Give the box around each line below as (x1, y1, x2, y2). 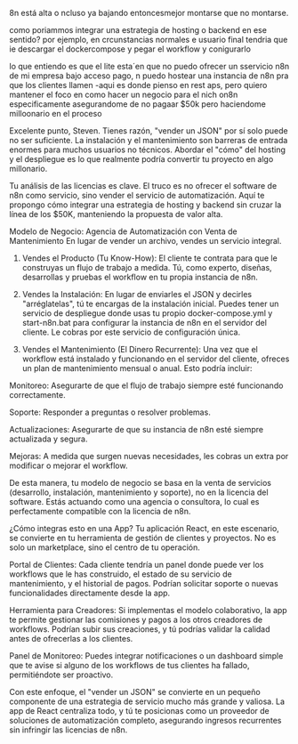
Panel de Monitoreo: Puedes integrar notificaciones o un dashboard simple (9, 651, 284, 661)
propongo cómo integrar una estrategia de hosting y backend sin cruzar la (9, 199, 282, 210)
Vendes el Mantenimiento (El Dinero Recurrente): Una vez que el (21, 344, 258, 354)
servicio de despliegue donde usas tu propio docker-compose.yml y (21, 308, 273, 319)
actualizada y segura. (9, 433, 88, 444)
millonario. (9, 164, 48, 174)
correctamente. (9, 390, 66, 400)
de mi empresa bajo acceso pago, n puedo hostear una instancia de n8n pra (9, 70, 289, 81)
